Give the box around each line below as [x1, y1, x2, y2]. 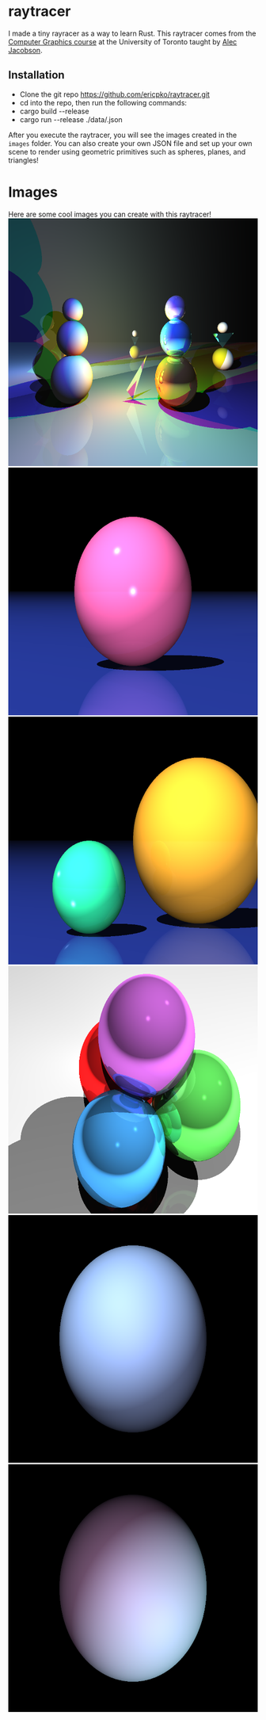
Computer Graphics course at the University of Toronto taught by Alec [8, 36, 237, 46]
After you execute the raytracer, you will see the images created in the [8, 130, 237, 140]
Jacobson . [8, 45, 43, 55]
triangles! [8, 155, 40, 165]
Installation [8, 68, 65, 82]
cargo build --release [19, 106, 89, 116]
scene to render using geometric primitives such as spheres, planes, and [8, 147, 246, 156]
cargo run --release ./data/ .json [19, 114, 123, 124]
